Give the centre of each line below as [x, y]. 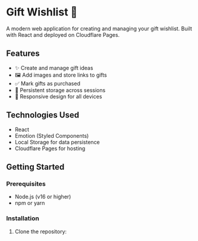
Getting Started [35, 167]
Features [23, 54]
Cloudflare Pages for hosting [50, 148]
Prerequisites [26, 183]
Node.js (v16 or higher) [43, 197]
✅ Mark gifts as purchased [47, 83]
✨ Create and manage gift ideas [54, 68]
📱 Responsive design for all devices [58, 96]
